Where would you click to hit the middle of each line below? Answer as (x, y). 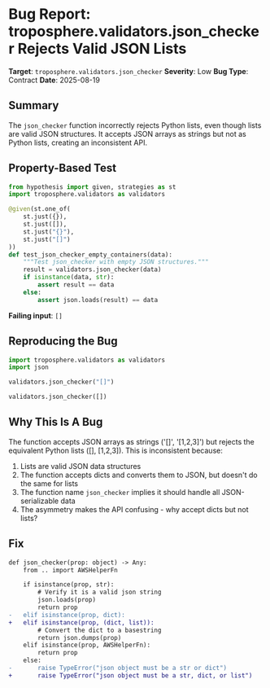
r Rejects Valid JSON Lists (98, 49)
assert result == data (76, 285)
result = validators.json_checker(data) (92, 270)
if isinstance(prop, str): (69, 585)
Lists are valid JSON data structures (81, 466)
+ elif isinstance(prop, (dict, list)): (81, 622)
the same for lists (49, 483)
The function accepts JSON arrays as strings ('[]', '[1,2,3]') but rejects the (131, 441)
